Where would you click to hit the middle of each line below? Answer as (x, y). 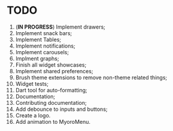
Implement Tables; (38, 39)
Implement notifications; (45, 46)
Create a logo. (33, 115)
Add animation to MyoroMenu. (53, 121)
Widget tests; (32, 83)
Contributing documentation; (51, 102)
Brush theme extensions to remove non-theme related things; (91, 77)
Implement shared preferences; (54, 71)
